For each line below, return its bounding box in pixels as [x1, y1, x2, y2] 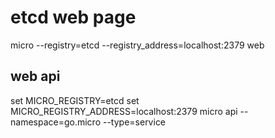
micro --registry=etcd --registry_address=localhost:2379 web [10, 39, 265, 51]
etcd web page [10, 6, 137, 29]
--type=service [102, 116, 167, 128]
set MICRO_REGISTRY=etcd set [10, 94, 140, 106]
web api [10, 68, 61, 85]
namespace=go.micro [10, 116, 102, 128]
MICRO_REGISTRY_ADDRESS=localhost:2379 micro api [10, 105, 238, 117]
